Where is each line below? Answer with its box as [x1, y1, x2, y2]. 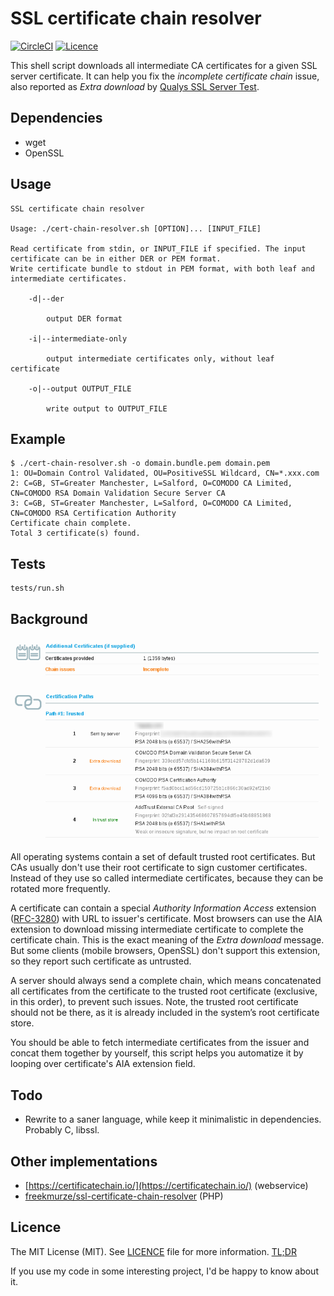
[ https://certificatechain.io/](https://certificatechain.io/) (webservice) [24, 1179, 309, 1191]
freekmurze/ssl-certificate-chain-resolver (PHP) [24, 1190, 224, 1202]
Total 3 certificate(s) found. [10, 528, 141, 539]
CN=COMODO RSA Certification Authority [10, 508, 177, 519]
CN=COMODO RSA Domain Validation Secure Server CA [10, 488, 226, 499]
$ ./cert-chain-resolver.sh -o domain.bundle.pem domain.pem [10, 458, 271, 469]
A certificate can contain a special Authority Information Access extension [10, 902, 317, 914]
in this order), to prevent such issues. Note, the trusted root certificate [10, 996, 299, 1008]
